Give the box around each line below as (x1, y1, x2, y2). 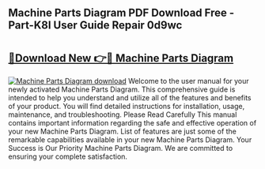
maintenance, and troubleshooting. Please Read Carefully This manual (8, 110, 237, 119)
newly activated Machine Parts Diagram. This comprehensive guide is (8, 84, 236, 94)
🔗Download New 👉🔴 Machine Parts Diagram (8, 51, 234, 65)
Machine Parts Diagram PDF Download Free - (8, 6, 235, 20)
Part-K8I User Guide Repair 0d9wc (8, 19, 183, 32)
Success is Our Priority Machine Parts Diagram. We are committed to (8, 144, 233, 152)
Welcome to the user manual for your (127, 77, 249, 85)
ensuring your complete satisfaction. (8, 152, 128, 161)
